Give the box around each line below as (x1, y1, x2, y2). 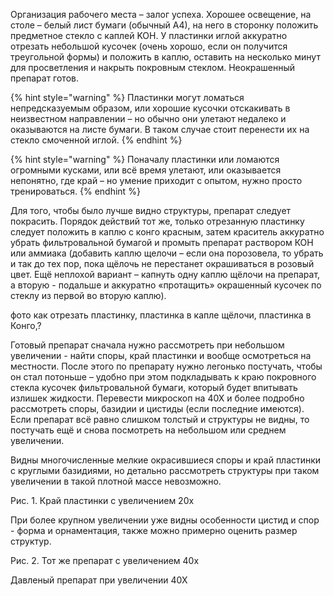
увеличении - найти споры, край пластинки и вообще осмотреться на (10, 350, 312, 361)
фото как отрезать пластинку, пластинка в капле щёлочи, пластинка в (10, 309, 312, 321)
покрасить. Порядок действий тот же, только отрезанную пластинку (10, 215, 305, 227)
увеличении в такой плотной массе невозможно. (10, 475, 222, 487)
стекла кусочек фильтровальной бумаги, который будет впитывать (10, 382, 298, 393)
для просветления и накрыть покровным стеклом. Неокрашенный (10, 62, 296, 73)
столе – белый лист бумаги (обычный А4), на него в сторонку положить (10, 19, 319, 31)
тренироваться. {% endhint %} (10, 185, 141, 197)
